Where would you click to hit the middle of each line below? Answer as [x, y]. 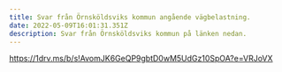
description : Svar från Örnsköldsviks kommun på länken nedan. [128, 33]
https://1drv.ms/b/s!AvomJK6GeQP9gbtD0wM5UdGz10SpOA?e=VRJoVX [141, 59]
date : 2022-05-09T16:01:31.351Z [69, 25]
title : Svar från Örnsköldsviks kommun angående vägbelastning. [130, 17]
